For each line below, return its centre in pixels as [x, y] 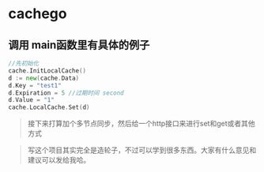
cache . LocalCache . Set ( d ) [49, 107]
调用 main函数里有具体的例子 [79, 45]
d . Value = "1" [32, 100]
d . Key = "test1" [35, 85]
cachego [38, 14]
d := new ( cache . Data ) [44, 78]
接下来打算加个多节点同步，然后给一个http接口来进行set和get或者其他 [141, 124]
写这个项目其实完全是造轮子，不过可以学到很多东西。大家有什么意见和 [142, 150]
